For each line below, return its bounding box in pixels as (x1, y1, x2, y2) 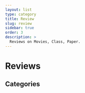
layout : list (5, 7, 32, 12)
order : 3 (5, 30, 23, 35)
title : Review (5, 16, 35, 21)
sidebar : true (5, 26, 35, 31)
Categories (5, 80, 41, 89)
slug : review (5, 21, 32, 26)
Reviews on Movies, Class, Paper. (9, 39, 81, 44)
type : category (5, 12, 37, 17)
